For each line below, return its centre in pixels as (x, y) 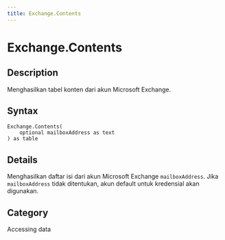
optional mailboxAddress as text (67, 133)
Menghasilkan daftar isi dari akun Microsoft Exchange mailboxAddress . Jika (113, 177)
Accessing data (29, 229)
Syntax (23, 111)
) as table (23, 139)
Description (33, 73)
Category (28, 213)
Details (22, 160)
